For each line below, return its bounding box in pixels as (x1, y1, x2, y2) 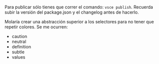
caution (11, 34, 28, 39)
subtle (11, 49, 25, 55)
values (11, 54, 26, 60)
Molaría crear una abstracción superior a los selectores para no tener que (4, 19, 154, 24)
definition (11, 44, 32, 49)
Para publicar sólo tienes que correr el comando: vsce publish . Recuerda (4, 4, 153, 10)
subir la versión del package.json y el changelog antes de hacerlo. (4, 9, 139, 15)
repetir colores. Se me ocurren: (4, 24, 68, 30)
